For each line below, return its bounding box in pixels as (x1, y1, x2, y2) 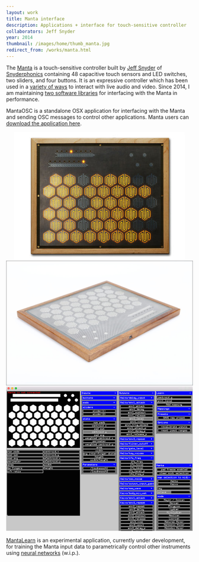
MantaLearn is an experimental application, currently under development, (6, 536, 185, 544)
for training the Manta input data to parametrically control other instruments (6, 543, 191, 550)
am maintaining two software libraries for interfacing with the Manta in (6, 89, 178, 96)
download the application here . (6, 119, 82, 127)
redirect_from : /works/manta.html (6, 47, 92, 53)
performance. (6, 96, 40, 103)
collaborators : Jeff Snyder (6, 28, 76, 34)
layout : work (6, 9, 38, 15)
